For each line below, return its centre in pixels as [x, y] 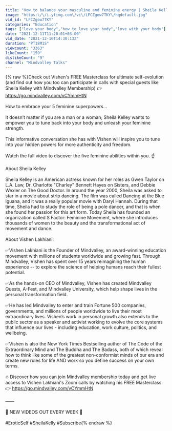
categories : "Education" [32, 24]
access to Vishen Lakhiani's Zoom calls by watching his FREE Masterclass [83, 383]
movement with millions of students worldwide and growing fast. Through [83, 256]
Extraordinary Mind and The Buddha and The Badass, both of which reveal [84, 350]
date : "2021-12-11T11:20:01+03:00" [43, 34]
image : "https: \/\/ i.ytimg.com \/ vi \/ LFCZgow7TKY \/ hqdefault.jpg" [76, 15]
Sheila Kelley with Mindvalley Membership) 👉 [54, 88]
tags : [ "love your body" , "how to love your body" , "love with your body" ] [86, 29]
